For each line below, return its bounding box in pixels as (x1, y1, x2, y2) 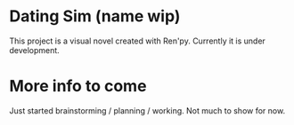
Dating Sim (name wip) (9, 6, 181, 27)
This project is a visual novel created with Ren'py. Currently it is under (9, 35, 265, 46)
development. (9, 44, 60, 55)
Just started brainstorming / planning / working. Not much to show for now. (9, 105, 286, 116)
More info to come (9, 76, 147, 97)
